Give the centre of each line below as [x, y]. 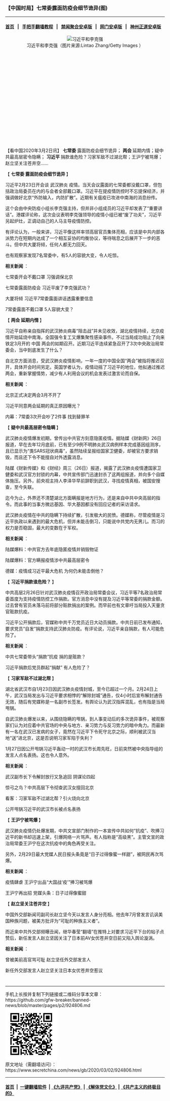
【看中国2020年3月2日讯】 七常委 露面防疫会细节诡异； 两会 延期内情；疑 [82, 150]
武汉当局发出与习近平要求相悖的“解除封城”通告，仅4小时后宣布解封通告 [88, 695]
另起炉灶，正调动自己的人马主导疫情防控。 [50, 221]
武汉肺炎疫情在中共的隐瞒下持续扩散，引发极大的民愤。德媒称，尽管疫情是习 [85, 515]
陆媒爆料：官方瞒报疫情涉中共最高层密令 [47, 560]
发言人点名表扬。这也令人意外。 [38, 755]
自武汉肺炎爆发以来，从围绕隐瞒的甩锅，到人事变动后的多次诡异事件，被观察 [85, 719]
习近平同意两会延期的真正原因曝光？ [43, 405]
